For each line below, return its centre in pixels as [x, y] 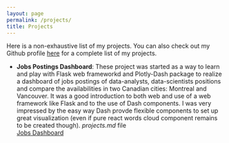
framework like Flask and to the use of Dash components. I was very [114, 104]
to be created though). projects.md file [71, 126]
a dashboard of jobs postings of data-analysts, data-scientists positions [119, 82]
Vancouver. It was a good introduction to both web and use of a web [113, 96]
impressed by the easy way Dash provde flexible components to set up [117, 111]
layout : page [25, 13]
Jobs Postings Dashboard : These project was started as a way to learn [118, 67]
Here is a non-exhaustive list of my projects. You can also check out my [108, 46]
